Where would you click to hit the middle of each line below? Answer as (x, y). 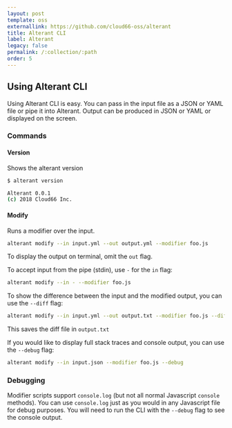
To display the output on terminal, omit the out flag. (80, 256)
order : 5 (20, 59)
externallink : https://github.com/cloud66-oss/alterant (89, 26)
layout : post (26, 14)
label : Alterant (30, 39)
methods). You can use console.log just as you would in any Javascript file (114, 403)
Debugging (26, 380)
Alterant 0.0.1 (29, 193)
